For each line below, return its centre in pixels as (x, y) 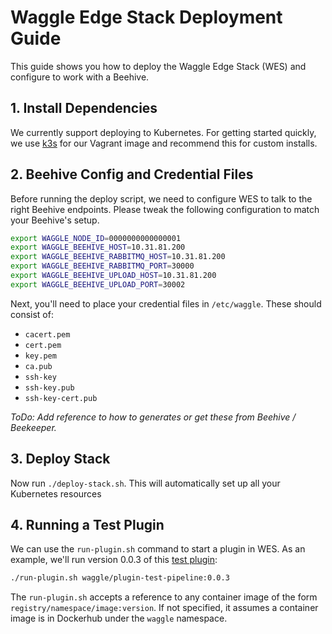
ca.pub (38, 366)
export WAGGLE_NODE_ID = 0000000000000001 (96, 238)
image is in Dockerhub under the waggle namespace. (119, 618)
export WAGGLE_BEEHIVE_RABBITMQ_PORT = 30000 (102, 266)
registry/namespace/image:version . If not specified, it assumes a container (164, 608)
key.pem (40, 356)
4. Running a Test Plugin (87, 525)
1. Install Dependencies (84, 108)
